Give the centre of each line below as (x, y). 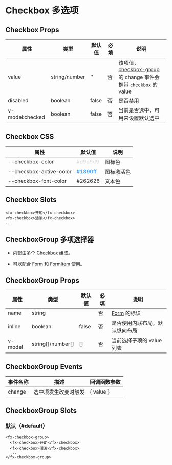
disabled (18, 100)
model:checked (26, 117)
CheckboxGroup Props (42, 280)
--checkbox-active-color (40, 171)
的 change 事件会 (139, 77)
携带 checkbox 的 (138, 85)
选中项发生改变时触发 (59, 392)
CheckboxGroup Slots (41, 411)
